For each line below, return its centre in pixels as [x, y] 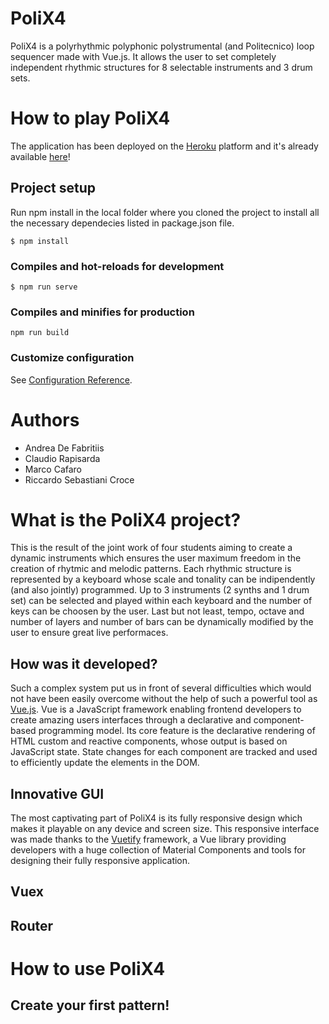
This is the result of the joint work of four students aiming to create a [151, 548]
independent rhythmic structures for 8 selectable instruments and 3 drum [161, 67]
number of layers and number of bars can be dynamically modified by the [162, 622]
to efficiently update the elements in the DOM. [105, 763]
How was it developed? [84, 663]
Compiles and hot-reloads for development [117, 266]
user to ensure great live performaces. [89, 633]
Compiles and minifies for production [102, 312]
